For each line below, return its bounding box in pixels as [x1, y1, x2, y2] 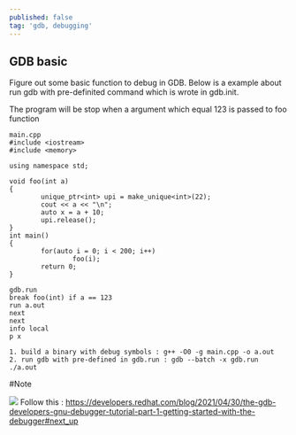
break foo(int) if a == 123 [9, 293, 113, 302]
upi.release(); [41, 216, 97, 225]
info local [9, 324, 49, 333]
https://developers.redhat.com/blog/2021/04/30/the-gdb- [65, 397, 277, 408]
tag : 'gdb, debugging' [9, 21, 93, 30]
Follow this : [19, 397, 64, 408]
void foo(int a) [9, 177, 69, 186]
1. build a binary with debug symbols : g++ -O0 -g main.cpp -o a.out [9, 347, 275, 357]
